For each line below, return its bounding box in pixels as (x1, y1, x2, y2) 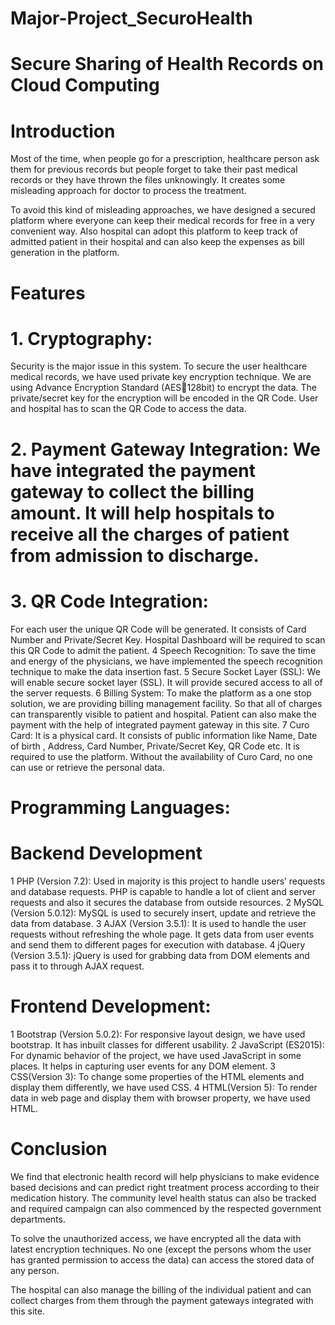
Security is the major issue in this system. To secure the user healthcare (10, 360, 308, 372)
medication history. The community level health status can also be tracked (10, 1192, 317, 1204)
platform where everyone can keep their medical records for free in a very (10, 215, 316, 227)
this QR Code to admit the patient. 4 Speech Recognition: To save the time (10, 644, 317, 656)
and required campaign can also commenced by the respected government (10, 1202, 322, 1214)
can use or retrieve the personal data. (10, 761, 165, 773)
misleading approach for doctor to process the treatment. (10, 185, 247, 197)
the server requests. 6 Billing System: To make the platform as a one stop (10, 687, 312, 699)
